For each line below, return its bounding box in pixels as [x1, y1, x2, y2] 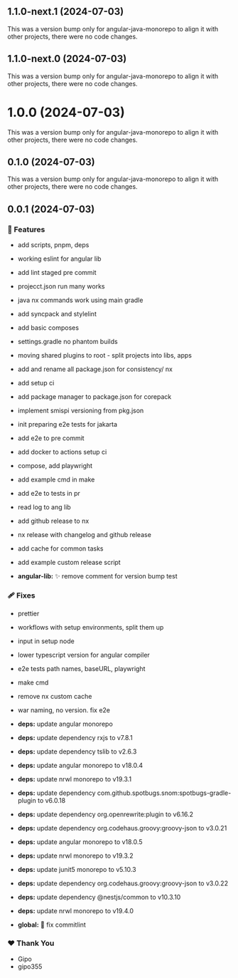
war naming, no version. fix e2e [17, 706, 111, 714]
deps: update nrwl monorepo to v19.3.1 [17, 775, 132, 784]
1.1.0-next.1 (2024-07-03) [7, 6, 124, 18]
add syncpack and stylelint [17, 310, 97, 318]
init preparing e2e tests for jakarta [17, 420, 118, 429]
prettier [17, 609, 40, 618]
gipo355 [17, 962, 43, 971]
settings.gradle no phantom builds [17, 338, 119, 346]
